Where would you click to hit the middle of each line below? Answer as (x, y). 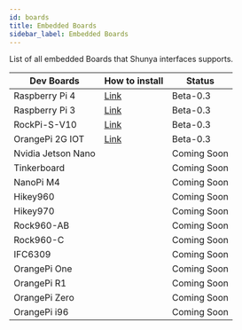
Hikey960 (34, 197)
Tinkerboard (39, 168)
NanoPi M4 (37, 183)
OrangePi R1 (40, 283)
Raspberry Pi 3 (45, 110)
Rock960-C (39, 240)
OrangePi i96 (41, 312)
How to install (134, 81)
